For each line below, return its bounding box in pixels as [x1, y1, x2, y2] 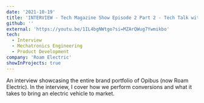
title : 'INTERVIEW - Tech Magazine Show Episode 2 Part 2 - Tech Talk [6, 15, 189, 21]
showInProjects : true [6, 60, 61, 66]
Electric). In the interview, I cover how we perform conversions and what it [6, 83, 192, 90]
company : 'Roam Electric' [6, 54, 72, 60]
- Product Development [12, 49, 69, 55]
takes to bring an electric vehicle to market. [6, 90, 115, 97]
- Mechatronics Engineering [12, 43, 83, 49]
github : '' [6, 20, 34, 26]
